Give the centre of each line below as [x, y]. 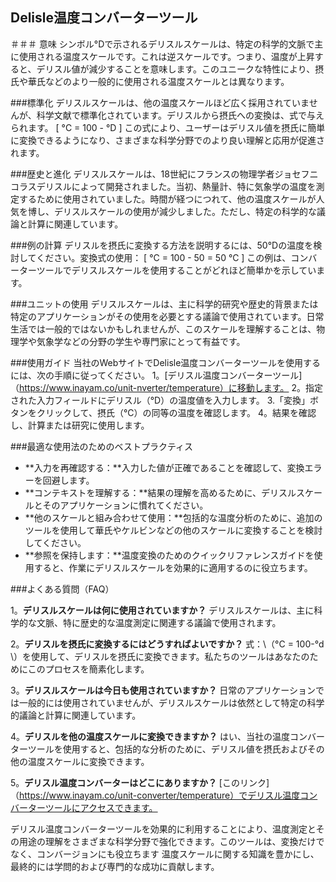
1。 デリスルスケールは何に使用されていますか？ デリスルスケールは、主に [162, 610]
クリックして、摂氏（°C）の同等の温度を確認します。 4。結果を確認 [176, 412]
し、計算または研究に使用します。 [80, 425]
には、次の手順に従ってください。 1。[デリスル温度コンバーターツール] [156, 375]
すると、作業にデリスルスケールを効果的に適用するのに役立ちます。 [173, 567]
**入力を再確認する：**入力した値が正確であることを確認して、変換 [164, 467]
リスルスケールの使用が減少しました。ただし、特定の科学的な [189, 211]
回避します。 [68, 480]
